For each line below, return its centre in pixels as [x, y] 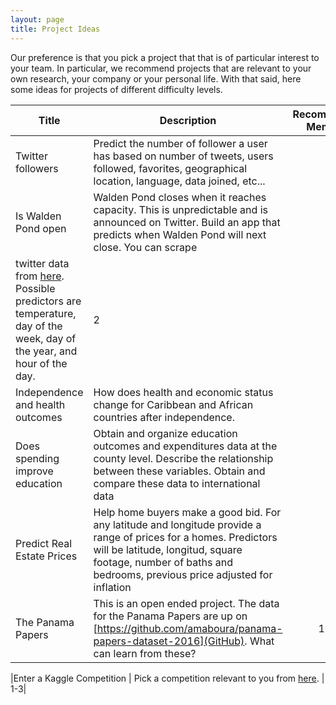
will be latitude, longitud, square [168, 549]
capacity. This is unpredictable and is [180, 209]
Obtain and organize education [165, 433]
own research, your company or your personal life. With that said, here [156, 78]
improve [34, 471]
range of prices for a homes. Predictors [185, 537]
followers [37, 168]
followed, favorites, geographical [170, 168]
